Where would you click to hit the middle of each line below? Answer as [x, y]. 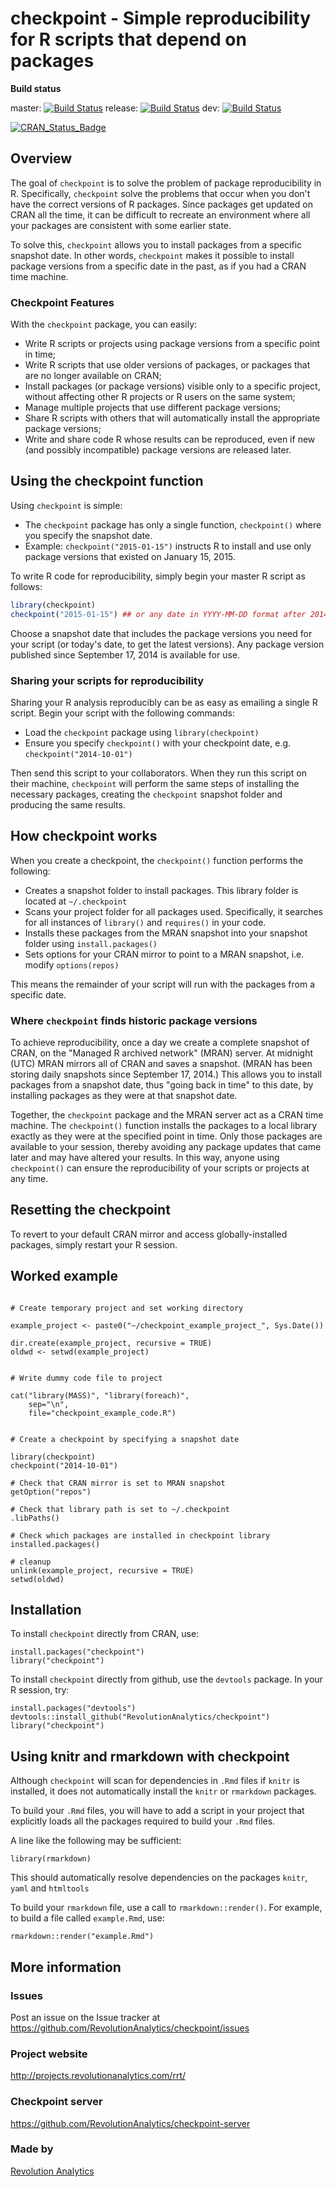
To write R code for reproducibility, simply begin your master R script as [158, 576]
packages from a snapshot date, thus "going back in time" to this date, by [162, 1085]
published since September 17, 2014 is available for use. [125, 654]
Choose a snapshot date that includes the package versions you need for [161, 633]
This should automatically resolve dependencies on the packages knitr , [159, 1878]
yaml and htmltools [50, 1888]
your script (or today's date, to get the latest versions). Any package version [167, 644]
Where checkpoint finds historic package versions [134, 1020]
